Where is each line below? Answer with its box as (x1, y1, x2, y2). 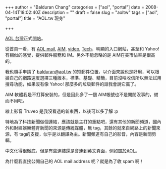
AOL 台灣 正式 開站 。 (5, 36, 46, 41)
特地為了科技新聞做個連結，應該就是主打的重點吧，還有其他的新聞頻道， (5, 119, 153, 125)
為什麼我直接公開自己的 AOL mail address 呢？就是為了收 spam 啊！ (5, 158, 144, 164)
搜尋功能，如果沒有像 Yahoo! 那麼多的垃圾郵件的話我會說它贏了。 (5, 81, 139, 87)
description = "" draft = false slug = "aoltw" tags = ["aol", (42, 9, 159, 15)
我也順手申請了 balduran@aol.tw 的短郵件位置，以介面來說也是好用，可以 (5, 69, 155, 75)
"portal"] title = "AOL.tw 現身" (5, 15, 65, 21)
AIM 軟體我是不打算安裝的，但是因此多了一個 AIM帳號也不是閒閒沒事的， (5, 91, 155, 97)
